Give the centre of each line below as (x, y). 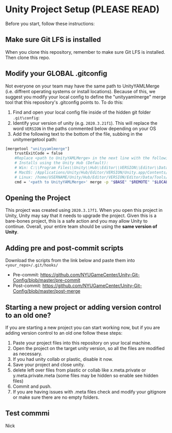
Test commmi (27, 413)
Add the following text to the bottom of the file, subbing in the (78, 134)
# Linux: (24, 177)
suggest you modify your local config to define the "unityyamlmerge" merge (86, 97)
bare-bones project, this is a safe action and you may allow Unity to (77, 221)
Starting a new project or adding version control (83, 307)
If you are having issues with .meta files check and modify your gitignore (89, 392)
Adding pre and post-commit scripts (64, 248)
